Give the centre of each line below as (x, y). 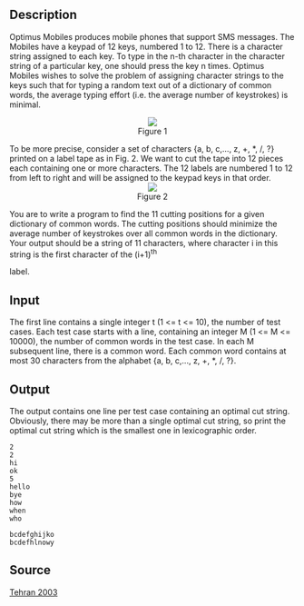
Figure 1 (152, 131)
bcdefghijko (32, 535)
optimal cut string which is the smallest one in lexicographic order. (133, 431)
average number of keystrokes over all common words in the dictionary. (144, 233)
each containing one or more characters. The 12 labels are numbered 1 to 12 (151, 168)
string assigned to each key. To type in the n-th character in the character (147, 56)
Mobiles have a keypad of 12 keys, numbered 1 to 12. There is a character (146, 46)
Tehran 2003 (34, 592)
